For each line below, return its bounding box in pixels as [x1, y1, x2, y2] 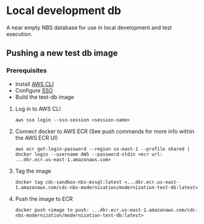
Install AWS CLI [15, 80, 54, 87]
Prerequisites [6, 67, 47, 75]
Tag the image [15, 167, 52, 175]
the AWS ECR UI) [15, 134, 58, 141]
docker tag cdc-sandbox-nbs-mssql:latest [15, 179, 122, 185]
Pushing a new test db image [6, 48, 118, 59]
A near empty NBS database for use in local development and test [6, 24, 172, 31]
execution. [6, 30, 33, 37]
